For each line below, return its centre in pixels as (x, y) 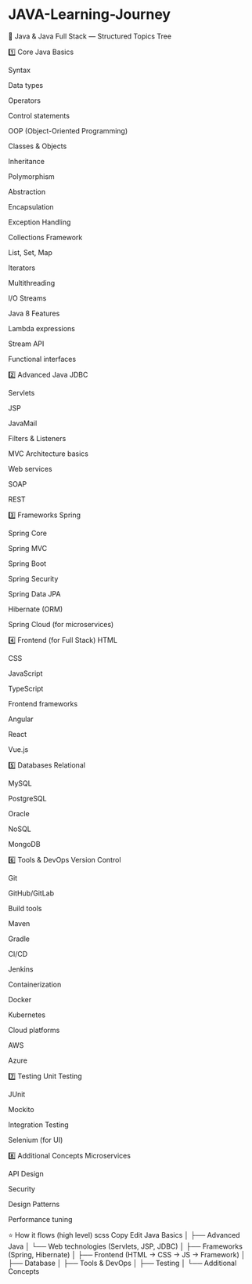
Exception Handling (40, 222)
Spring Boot (27, 564)
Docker (20, 999)
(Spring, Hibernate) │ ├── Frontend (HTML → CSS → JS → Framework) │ (127, 1254)
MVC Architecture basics (48, 454)
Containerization (35, 984)
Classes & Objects (38, 146)
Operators (25, 100)
